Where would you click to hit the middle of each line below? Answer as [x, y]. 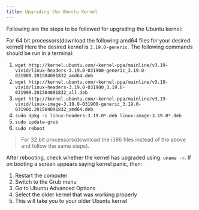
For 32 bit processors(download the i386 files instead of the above [103, 139]
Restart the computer [41, 175]
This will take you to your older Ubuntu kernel [71, 200]
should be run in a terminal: [40, 53]
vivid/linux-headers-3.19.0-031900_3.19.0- [70, 87]
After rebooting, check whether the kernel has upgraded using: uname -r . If [99, 157]
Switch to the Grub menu [46, 182]
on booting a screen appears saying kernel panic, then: [74, 164]
